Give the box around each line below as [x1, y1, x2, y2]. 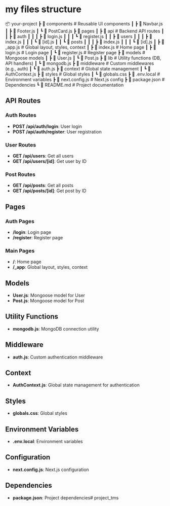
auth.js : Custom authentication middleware [12, 354, 103, 360]
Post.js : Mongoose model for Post [12, 298, 84, 304]
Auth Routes [5, 112, 36, 119]
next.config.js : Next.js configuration [12, 466, 90, 473]
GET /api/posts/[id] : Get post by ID [12, 188, 87, 194]
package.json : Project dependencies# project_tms [12, 494, 119, 500]
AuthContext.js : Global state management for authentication [12, 382, 140, 388]
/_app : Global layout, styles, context [12, 264, 88, 270]
